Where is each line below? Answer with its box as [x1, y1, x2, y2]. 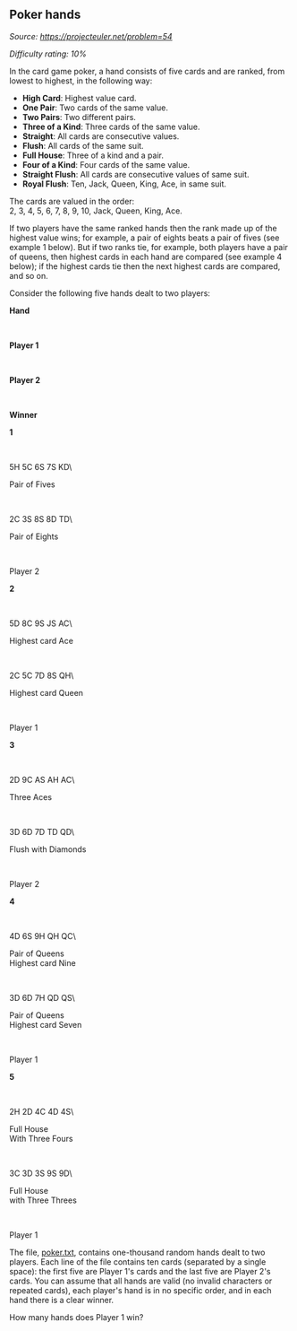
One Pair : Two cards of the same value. [21, 102, 168, 113]
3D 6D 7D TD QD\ [9, 826, 74, 837]
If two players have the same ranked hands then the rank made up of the [9, 222, 277, 233]
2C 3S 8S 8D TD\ [9, 513, 73, 524]
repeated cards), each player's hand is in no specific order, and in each [9, 1284, 272, 1295]
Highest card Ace [9, 635, 74, 646]
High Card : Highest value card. [21, 92, 137, 103]
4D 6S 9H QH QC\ [9, 930, 76, 941]
